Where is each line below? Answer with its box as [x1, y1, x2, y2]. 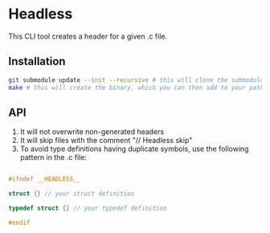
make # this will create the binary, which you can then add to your [8, 84, 247, 92]
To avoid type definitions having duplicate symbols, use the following [19, 144, 249, 153]
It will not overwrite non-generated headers [19, 127, 165, 137]
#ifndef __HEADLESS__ [8, 175, 81, 183]
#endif [8, 219, 31, 227]
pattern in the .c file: [19, 153, 87, 162]
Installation [8, 55, 66, 68]
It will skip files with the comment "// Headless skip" [19, 136, 193, 145]
